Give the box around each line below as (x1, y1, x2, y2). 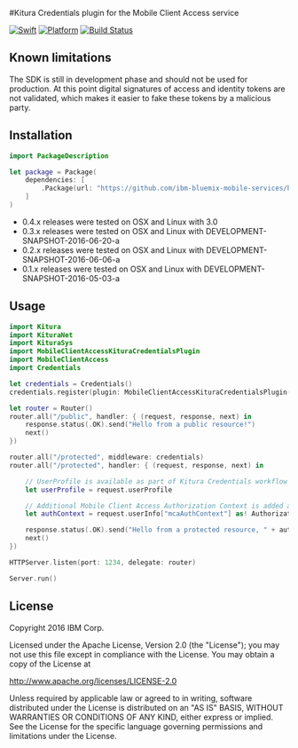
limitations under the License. (9, 730, 117, 741)
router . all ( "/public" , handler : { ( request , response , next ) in (9, 412, 252, 421)
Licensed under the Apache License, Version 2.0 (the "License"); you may (9, 639, 280, 650)
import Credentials (9, 364, 82, 373)
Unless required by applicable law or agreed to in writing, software (9, 692, 253, 704)
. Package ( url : (41, 184, 93, 193)
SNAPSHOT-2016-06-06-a (21, 254, 121, 264)
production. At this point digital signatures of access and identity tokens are (9, 83, 286, 94)
